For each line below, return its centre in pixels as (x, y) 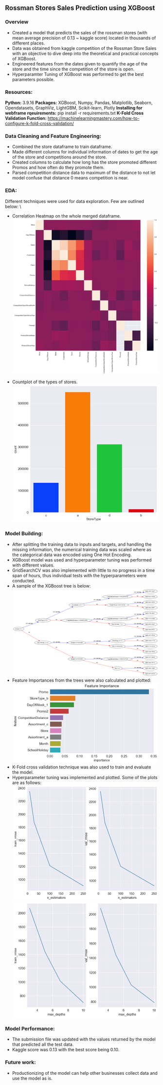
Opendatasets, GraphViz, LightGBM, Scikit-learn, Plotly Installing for (74, 108)
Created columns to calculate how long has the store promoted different (84, 162)
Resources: (19, 92)
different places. (28, 43)
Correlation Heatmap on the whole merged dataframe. (66, 216)
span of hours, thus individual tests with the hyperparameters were (79, 575)
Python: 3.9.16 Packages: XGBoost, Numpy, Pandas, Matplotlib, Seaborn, (79, 103)
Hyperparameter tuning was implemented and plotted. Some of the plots (85, 778)
